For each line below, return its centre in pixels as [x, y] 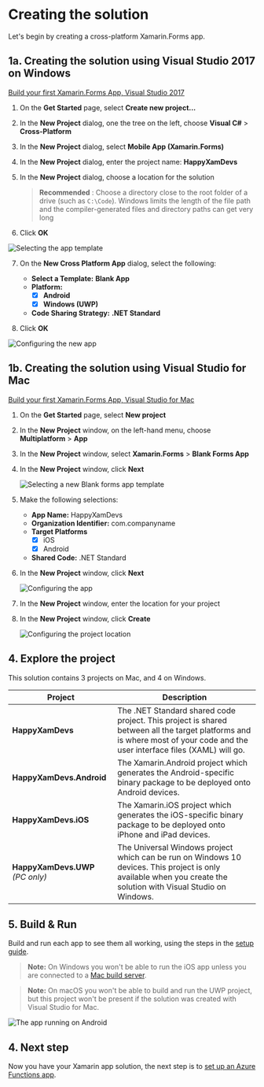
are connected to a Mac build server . [87, 975]
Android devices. [148, 792]
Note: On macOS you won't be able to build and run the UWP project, [140, 991]
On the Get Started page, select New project [93, 414]
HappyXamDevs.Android [59, 777]
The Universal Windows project [175, 847]
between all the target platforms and [184, 730]
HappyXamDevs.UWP [53, 866]
